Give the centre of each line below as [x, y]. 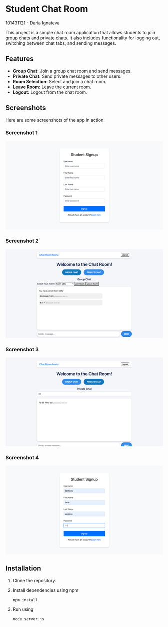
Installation [23, 569]
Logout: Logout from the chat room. [50, 92]
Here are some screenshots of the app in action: [55, 120]
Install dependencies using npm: [46, 590]
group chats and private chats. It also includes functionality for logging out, [83, 38]
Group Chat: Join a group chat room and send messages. [72, 71]
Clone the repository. [34, 580]
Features [19, 59]
